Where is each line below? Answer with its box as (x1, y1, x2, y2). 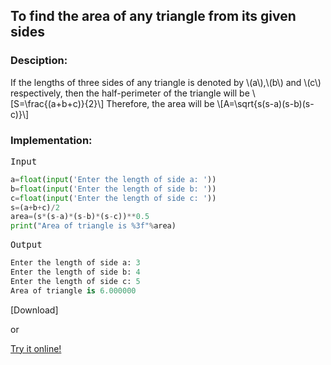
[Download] (10, 304, 59, 316)
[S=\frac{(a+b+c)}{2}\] (10, 97, 105, 109)
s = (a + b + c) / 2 (10, 202, 60, 213)
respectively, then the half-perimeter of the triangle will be (10, 87, 250, 99)
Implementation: (10, 133, 93, 147)
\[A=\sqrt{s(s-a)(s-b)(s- (216, 97, 315, 109)
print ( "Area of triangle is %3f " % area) (10, 221, 177, 231)
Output (10, 239, 43, 251)
